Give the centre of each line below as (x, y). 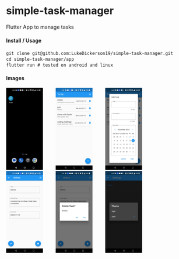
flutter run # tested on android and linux (60, 65)
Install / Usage (24, 40)
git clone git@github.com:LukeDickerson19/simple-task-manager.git (90, 54)
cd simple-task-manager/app (40, 60)
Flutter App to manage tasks (40, 27)
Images (15, 78)
